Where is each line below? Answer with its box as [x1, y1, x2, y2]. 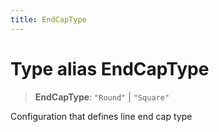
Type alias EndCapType [10, 57, 210, 80]
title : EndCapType [10, 14, 87, 25]
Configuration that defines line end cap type [10, 110, 193, 122]
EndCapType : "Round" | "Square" [34, 91, 170, 103]
